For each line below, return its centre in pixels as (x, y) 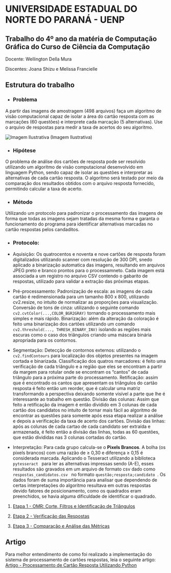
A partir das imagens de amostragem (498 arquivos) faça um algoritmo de (83, 111)
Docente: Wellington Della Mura (39, 59)
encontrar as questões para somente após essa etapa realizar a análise (88, 415)
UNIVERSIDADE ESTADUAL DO (71, 9)
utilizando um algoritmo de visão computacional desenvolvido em (74, 167)
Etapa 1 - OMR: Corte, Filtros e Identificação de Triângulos (74, 506)
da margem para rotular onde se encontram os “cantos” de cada (80, 372)
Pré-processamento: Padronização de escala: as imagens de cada (82, 291)
